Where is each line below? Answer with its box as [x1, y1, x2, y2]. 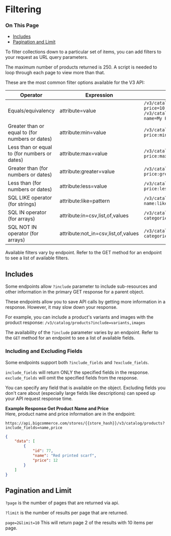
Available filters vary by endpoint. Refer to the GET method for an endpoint [5, 250, 162, 256]
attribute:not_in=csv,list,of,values [59, 230, 139, 237]
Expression [85, 92, 113, 99]
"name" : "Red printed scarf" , [32, 453, 97, 458]
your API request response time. [5, 395, 73, 401]
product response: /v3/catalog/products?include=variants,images [5, 320, 146, 326]
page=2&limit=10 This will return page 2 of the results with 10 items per [5, 520, 154, 526]
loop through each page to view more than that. [5, 70, 105, 76]
